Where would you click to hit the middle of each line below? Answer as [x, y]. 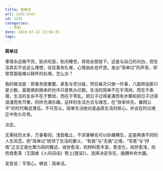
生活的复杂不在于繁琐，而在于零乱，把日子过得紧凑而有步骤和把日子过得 [86, 96]
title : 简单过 [18, 9]
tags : [10, 37]
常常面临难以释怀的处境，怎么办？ [39, 73]
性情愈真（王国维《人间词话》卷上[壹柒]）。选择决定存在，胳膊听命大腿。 [78, 153]
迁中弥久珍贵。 [20, 114]
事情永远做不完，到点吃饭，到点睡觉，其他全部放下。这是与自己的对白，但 [79, 61]
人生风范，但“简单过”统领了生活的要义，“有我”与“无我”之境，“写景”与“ [75, 141]
